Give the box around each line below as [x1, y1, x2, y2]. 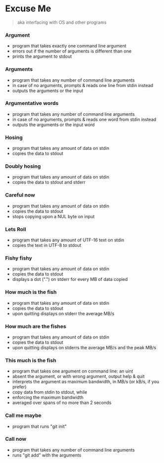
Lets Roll [5, 226, 26, 232]
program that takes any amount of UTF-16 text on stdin [12, 237, 124, 243]
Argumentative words [5, 100, 59, 107]
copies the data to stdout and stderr [12, 179, 85, 185]
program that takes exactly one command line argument [12, 43, 127, 49]
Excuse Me [5, 3, 51, 14]
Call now [5, 436, 27, 443]
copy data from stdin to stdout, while [12, 389, 87, 395]
